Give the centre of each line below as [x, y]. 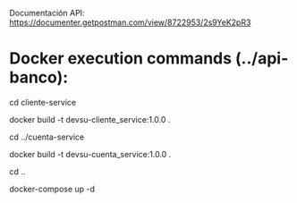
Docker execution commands [121, 59]
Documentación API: [47, 13]
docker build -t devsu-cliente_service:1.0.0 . [90, 119]
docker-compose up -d [52, 189]
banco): [39, 77]
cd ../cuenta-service [47, 137]
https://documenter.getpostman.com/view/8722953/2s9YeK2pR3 [130, 22]
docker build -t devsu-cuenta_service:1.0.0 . [90, 154]
